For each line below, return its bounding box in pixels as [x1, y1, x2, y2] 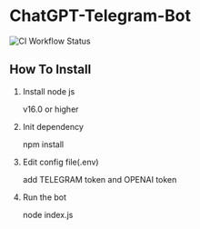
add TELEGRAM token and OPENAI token [22, 174, 177, 184]
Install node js [22, 85, 75, 96]
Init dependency [22, 121, 85, 132]
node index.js [22, 209, 74, 220]
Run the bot [22, 192, 66, 203]
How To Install [9, 62, 92, 77]
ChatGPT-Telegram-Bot [9, 5, 192, 26]
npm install [22, 138, 65, 150]
